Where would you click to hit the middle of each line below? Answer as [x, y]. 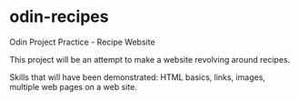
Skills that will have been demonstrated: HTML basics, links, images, [138, 77]
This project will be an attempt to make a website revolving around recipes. [150, 59]
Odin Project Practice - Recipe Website [83, 42]
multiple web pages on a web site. [74, 86]
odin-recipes [59, 17]
